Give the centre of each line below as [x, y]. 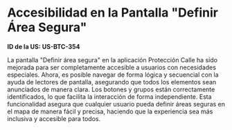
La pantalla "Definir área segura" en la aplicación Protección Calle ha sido [113, 59]
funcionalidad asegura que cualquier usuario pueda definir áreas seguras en [116, 104]
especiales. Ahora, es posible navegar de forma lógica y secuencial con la [113, 75]
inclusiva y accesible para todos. [54, 118]
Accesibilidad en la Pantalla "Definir [113, 13]
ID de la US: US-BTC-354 [44, 46]
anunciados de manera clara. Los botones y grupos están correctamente [111, 89]
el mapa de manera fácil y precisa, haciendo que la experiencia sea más [110, 111]
